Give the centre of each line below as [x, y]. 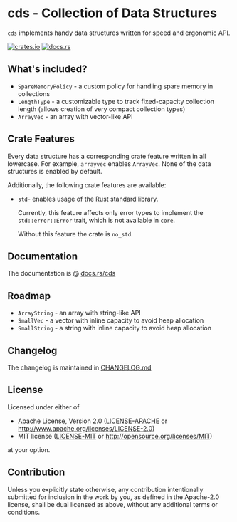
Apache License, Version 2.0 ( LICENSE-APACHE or [93, 421]
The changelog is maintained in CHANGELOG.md [79, 367]
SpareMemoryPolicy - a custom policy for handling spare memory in [115, 86]
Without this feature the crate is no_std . [75, 234]
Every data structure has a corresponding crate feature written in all [107, 156]
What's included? [47, 69]
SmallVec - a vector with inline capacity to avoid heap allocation [111, 320]
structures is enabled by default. [55, 171]
